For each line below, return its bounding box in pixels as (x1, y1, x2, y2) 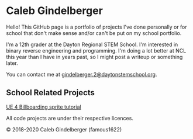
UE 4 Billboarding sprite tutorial (6, 103, 81, 110)
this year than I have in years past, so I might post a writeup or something (6, 53, 183, 60)
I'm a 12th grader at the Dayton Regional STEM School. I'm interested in (6, 41, 178, 48)
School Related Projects (6, 88, 95, 98)
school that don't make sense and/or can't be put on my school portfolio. (6, 29, 182, 36)
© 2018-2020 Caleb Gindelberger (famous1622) (6, 126, 122, 133)
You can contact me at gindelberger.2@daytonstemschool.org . (6, 71, 157, 78)
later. (6, 60, 19, 67)
